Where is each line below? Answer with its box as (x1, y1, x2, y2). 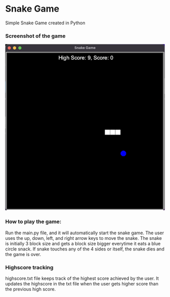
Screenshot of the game (5, 32, 66, 39)
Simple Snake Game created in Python (5, 20, 86, 26)
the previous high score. (5, 286, 56, 292)
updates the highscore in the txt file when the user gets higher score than (5, 281, 158, 287)
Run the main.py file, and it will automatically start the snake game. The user (5, 230, 164, 236)
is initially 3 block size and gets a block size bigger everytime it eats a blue (5, 240, 161, 246)
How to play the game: (5, 218, 62, 225)
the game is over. (5, 251, 41, 257)
